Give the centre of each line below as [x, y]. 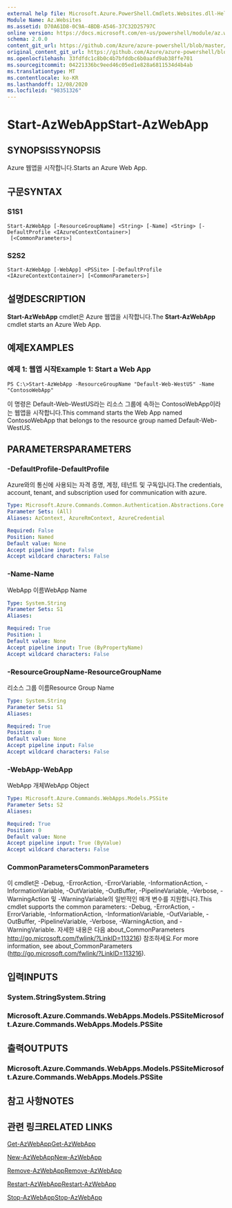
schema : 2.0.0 [28, 39]
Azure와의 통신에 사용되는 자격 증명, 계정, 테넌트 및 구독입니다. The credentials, [115, 485]
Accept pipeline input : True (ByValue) [65, 843]
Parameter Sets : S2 [35, 805]
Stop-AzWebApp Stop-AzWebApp [55, 1198]
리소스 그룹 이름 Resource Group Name [61, 688]
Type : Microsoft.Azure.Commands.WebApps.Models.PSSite [88, 799]
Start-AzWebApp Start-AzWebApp [108, 125]
